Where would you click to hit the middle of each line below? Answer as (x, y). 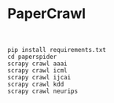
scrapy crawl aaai (37, 64)
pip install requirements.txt (57, 50)
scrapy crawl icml (37, 70)
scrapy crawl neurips (43, 91)
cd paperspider (32, 57)
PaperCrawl (47, 14)
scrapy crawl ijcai (39, 77)
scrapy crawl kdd (36, 84)
